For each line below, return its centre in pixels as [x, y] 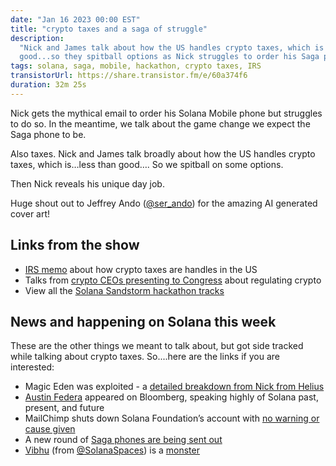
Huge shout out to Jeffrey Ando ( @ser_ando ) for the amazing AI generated [164, 203]
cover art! [30, 213]
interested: [32, 367]
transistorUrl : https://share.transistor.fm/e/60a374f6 [129, 76]
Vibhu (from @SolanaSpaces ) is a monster [112, 450]
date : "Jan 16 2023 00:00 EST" [75, 19]
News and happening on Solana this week [143, 321]
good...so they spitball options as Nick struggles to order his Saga [169, 57]
